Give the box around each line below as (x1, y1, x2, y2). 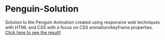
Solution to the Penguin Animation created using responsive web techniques (5, 19, 160, 25)
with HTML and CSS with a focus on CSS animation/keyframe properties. (5, 24, 154, 30)
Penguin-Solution (5, 3, 79, 14)
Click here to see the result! (5, 29, 61, 35)
